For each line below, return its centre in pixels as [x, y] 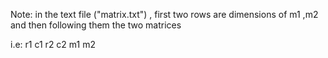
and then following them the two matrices [96, 25]
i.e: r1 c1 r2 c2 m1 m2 [53, 44]
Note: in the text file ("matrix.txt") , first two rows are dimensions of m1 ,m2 [164, 14]
